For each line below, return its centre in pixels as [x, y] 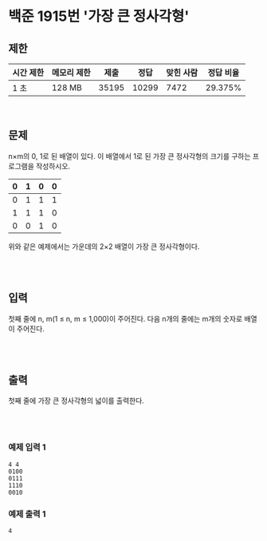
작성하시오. [53, 166]
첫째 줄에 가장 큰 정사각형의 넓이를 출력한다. [77, 401]
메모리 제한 [71, 73]
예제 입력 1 [27, 448]
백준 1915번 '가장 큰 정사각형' [99, 16]
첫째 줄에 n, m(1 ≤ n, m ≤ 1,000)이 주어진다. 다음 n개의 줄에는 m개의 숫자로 [126, 318]
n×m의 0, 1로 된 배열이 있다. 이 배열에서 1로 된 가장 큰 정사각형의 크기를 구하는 [130, 156]
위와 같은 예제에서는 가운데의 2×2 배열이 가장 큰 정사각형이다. [104, 246]
